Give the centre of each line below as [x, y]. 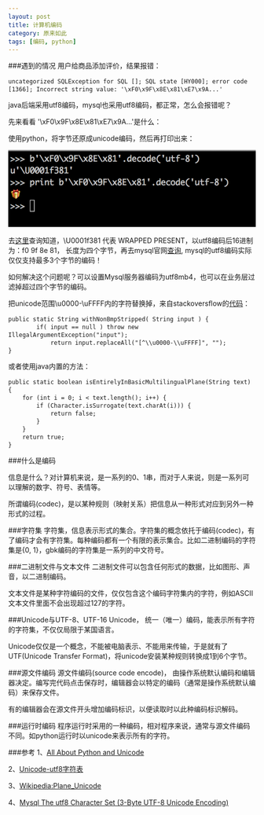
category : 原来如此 [38, 33]
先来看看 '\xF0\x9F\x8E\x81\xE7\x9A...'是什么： [85, 122]
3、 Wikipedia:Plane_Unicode [55, 785]
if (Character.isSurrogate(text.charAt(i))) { [114, 406]
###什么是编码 [32, 461]
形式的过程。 [29, 513]
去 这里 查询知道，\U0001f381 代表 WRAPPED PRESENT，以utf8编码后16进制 [131, 240]
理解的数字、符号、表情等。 [59, 486]
